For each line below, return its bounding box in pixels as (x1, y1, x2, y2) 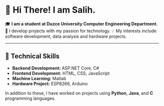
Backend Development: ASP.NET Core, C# (12, 65, 99, 71)
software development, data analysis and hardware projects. (5, 33, 127, 39)
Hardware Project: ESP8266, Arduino (12, 81, 88, 86)
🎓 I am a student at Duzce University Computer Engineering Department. (5, 21, 158, 26)
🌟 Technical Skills (5, 52, 60, 61)
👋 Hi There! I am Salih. (5, 4, 96, 16)
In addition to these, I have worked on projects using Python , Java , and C (5, 90, 153, 96)
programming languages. (5, 95, 56, 101)
